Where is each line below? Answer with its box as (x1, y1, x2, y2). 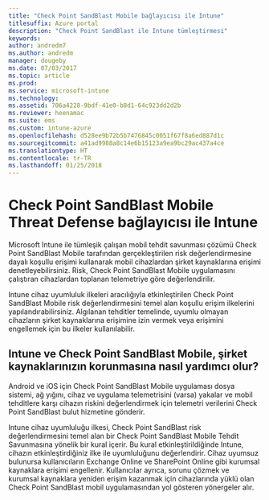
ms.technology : (8, 94, 59, 102)
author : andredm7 (8, 42, 67, 50)
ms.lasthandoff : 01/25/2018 (8, 162, 103, 170)
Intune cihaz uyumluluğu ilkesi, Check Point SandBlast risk (8, 422, 202, 432)
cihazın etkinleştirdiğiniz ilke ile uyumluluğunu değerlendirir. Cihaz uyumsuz (8, 448, 259, 457)
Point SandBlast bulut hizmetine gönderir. (8, 407, 145, 416)
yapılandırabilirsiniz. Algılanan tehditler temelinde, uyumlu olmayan (8, 307, 229, 316)
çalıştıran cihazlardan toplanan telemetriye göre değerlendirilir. (8, 275, 215, 284)
